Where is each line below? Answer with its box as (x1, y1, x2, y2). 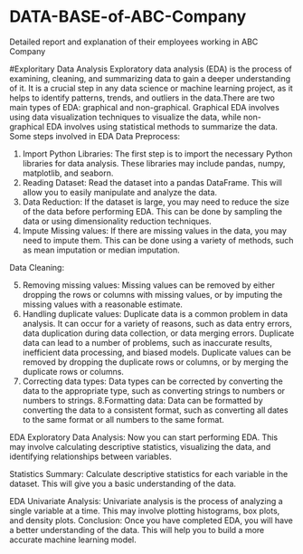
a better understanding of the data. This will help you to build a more (9, 524, 265, 535)
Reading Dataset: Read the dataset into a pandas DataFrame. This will (22, 177, 282, 187)
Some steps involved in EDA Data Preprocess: (9, 130, 181, 141)
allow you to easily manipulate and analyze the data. (22, 186, 218, 197)
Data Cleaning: (9, 262, 65, 272)
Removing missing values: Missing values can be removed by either (22, 279, 276, 291)
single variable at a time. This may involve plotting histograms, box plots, (9, 505, 280, 516)
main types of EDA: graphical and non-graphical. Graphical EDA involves (9, 101, 280, 112)
